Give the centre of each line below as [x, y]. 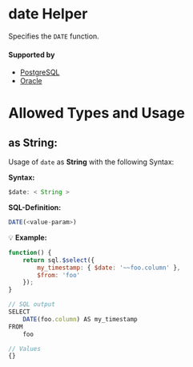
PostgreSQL [40, 72]
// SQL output [32, 304]
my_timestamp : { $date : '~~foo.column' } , [109, 268]
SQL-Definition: [35, 208]
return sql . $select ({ [58, 260]
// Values [25, 349]
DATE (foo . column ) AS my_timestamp [80, 319]
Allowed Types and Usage [97, 113]
